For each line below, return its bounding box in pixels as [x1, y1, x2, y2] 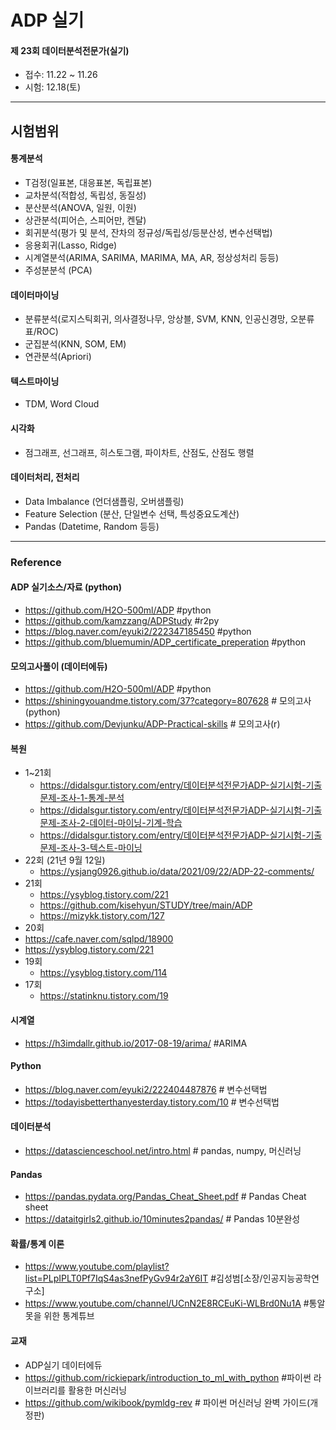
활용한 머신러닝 [68, 1384, 128, 1396]
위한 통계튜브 [43, 1310, 95, 1322]
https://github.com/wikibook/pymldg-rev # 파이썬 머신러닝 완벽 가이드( [24, 1396, 311, 1408]
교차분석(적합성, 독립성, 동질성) [24, 189, 147, 201]
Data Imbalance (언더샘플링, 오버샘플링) [24, 495, 185, 507]
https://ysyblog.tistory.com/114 [39, 967, 168, 979]
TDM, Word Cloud [24, 398, 100, 410]
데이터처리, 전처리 [10, 471, 80, 483]
